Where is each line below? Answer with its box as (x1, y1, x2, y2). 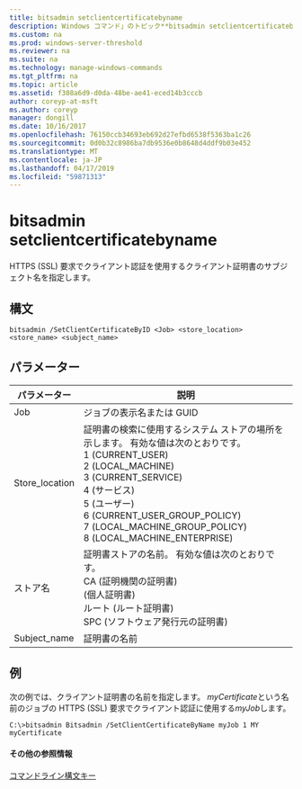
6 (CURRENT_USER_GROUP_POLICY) (83, 509, 242, 522)
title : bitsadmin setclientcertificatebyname (9, 13, 182, 22)
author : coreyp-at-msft (9, 96, 99, 106)
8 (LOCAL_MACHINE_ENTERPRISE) (83, 532, 234, 544)
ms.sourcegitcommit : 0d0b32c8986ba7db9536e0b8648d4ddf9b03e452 (9, 139, 252, 148)
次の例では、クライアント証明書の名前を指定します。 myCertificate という (9, 691, 281, 702)
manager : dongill (9, 113, 75, 122)
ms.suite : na (9, 55, 58, 64)
